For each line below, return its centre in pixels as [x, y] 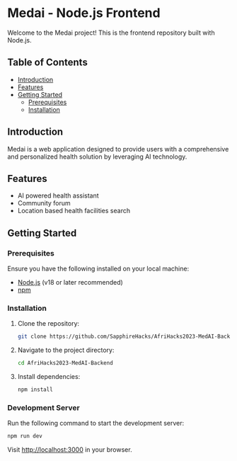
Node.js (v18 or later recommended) [70, 283]
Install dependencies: [49, 377]
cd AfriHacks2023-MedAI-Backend [65, 363]
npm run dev [25, 436]
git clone [32, 337]
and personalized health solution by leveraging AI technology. [97, 156]
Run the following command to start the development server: [96, 423]
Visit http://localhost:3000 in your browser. [70, 450]
